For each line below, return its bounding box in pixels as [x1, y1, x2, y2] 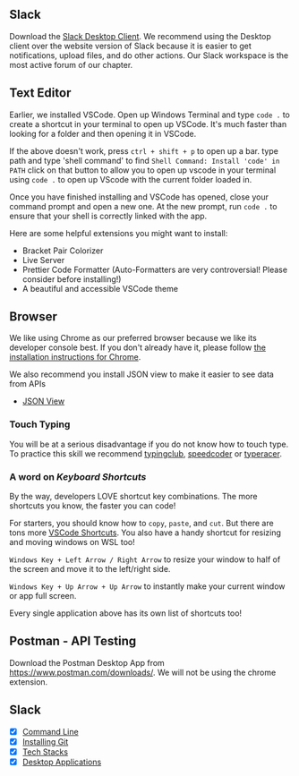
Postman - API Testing [9, 634, 137, 649]
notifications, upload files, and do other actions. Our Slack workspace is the [9, 49, 289, 61]
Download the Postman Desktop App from [9, 657, 166, 668]
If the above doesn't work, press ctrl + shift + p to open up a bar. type [9, 145, 279, 156]
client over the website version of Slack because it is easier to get [9, 40, 252, 51]
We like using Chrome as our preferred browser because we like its [9, 333, 257, 344]
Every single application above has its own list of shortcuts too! [9, 608, 243, 618]
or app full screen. [9, 591, 77, 601]
